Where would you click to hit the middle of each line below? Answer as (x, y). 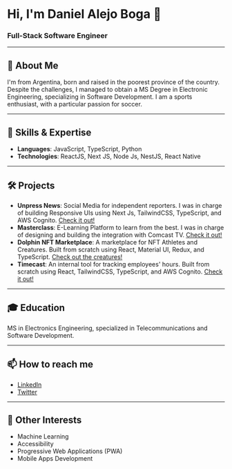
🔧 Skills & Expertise (49, 132)
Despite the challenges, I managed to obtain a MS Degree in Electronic (108, 90)
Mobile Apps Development (55, 459)
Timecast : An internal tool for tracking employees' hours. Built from (113, 264)
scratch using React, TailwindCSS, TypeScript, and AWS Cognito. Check (120, 271)
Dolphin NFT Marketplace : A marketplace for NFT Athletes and (107, 242)
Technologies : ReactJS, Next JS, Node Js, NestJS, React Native (109, 156)
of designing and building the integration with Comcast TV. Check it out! (119, 235)
